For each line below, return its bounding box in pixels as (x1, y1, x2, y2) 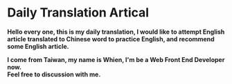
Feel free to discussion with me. (7, 70, 101, 78)
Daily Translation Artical (7, 5, 150, 21)
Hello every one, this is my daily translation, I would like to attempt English (7, 28, 225, 36)
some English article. (7, 42, 69, 50)
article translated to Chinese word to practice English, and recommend (7, 34, 215, 43)
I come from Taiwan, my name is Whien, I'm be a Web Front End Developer (7, 55, 225, 63)
